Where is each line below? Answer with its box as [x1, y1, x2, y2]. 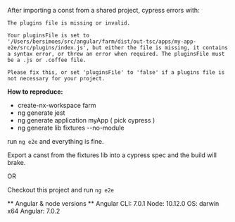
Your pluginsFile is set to [7, 32, 90, 39]
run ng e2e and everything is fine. [7, 137, 104, 145]
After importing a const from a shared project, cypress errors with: [7, 6, 200, 14]
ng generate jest [17, 109, 65, 117]
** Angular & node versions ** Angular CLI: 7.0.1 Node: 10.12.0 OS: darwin [7, 199, 220, 207]
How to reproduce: [7, 87, 63, 96]
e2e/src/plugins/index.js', [7, 44, 90, 51]
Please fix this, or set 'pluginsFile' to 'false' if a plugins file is [7, 69, 225, 76]
